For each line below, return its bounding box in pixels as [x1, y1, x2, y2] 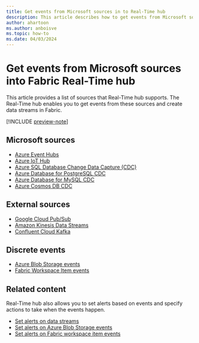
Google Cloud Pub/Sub [14, 215, 71, 222]
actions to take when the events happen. [6, 306, 105, 313]
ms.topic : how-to [6, 31, 49, 37]
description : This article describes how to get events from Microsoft [6, 14, 187, 20]
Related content [6, 284, 66, 294]
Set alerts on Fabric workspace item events [14, 330, 121, 338]
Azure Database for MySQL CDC [14, 176, 95, 183]
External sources [6, 200, 70, 210]
